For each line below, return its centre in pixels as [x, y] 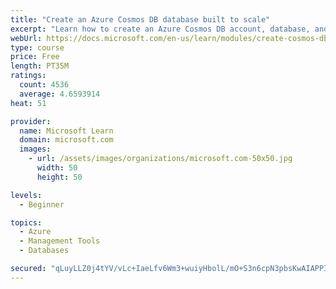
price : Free [35, 57]
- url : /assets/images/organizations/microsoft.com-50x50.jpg [160, 159]
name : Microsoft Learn [66, 131]
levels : [26, 195]
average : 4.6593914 [60, 94]
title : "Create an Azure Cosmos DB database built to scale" [140, 19]
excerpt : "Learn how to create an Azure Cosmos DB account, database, [160, 29]
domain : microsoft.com [66, 140]
